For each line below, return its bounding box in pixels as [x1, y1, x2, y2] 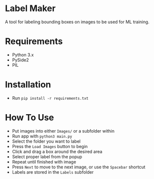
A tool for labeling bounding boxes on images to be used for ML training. [5, 19, 150, 25]
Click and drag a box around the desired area [12, 149, 103, 154]
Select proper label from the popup [12, 153, 82, 160]
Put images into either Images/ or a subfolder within [12, 128, 115, 134]
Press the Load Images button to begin [12, 143, 88, 149]
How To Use [5, 112, 54, 123]
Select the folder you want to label [12, 138, 81, 144]
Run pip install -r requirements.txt [12, 95, 89, 101]
